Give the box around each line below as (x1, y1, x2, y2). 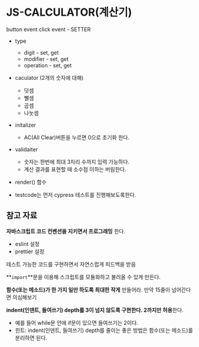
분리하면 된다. (14, 334, 48, 341)
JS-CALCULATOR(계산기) (6, 5, 132, 19)
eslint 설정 (14, 240, 40, 247)
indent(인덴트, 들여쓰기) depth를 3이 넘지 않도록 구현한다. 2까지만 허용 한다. (6, 306, 184, 313)
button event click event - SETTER (6, 25, 91, 33)
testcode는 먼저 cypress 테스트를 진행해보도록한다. (14, 191, 137, 198)
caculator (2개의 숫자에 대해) (14, 74, 84, 81)
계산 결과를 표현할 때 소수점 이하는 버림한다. (23, 166, 126, 173)
